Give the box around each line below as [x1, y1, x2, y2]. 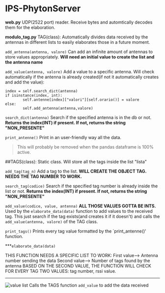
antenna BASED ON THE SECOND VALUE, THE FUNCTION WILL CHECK [5, 263, 151, 268]
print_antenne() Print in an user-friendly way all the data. [5, 134, 122, 140]
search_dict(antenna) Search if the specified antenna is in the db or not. [5, 114, 152, 120]
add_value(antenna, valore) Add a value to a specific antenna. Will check [5, 68, 155, 74]
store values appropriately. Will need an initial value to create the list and [5, 54, 155, 59]
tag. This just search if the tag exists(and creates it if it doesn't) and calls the [5, 213, 160, 219]
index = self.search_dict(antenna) [5, 88, 78, 93]
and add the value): [5, 79, 45, 85]
